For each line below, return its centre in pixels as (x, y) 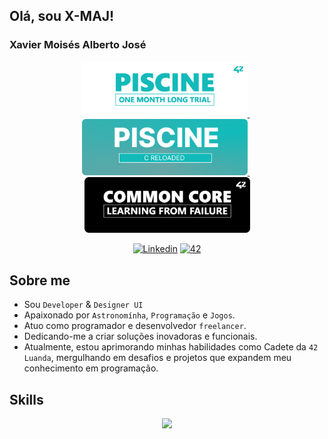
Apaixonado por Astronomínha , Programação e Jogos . (129, 315)
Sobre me (40, 280)
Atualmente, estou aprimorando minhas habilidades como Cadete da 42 (171, 347)
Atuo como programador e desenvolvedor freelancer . (135, 326)
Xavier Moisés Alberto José (78, 45)
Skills (26, 399)
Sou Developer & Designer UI (83, 305)
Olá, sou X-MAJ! (62, 16)
